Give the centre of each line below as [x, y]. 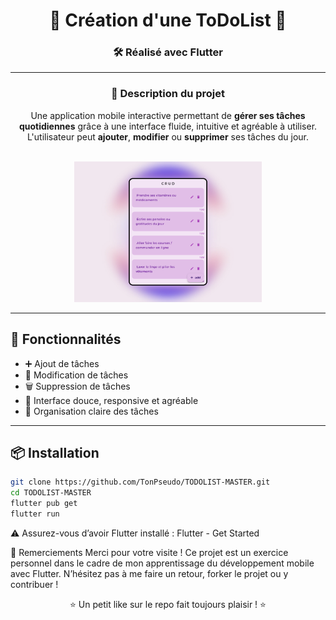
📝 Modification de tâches [76, 375]
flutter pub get [44, 504]
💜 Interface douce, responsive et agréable [111, 400]
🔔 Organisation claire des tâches [91, 411]
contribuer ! [34, 584]
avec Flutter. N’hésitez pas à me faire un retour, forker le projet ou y [149, 573]
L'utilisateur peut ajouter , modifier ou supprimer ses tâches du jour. [168, 136]
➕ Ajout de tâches [62, 363]
